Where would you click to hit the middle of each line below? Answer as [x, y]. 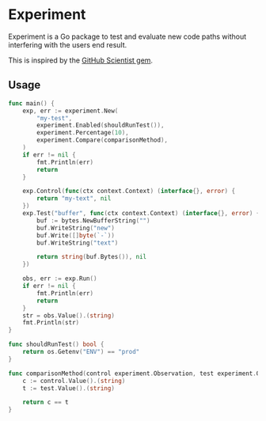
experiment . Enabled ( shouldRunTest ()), [101, 125]
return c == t [46, 402]
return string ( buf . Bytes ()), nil [92, 257]
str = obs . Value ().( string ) [68, 315]
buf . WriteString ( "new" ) [76, 228]
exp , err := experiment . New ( [70, 111]
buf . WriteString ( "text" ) [78, 243]
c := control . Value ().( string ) [74, 381]
